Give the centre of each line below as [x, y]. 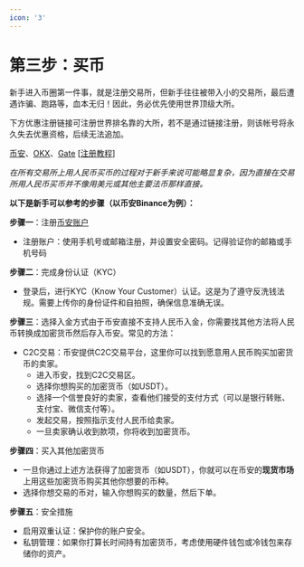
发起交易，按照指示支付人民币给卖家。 [107, 420]
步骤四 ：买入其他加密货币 [57, 450]
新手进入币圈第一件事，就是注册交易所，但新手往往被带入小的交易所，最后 [148, 92]
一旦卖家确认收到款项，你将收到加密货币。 [115, 431]
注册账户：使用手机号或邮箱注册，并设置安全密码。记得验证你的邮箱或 [153, 241]
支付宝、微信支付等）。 [78, 409]
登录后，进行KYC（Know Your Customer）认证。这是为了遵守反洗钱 [150, 291]
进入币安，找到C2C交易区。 [88, 374]
